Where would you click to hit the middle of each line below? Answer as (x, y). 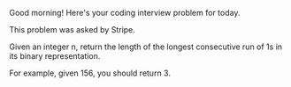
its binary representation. (55, 56)
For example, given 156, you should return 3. (90, 73)
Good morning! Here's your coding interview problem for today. (125, 13)
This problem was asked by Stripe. (72, 29)
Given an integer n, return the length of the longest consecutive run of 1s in (146, 47)
